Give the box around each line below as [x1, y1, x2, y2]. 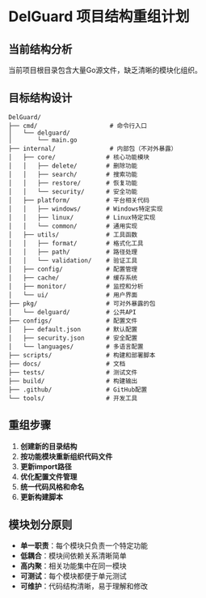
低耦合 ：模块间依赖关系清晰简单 [19, 551, 127, 561]
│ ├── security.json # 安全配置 [8, 334, 138, 342]
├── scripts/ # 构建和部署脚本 [8, 351, 156, 359]
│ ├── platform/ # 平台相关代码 [8, 196, 149, 204]
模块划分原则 [8, 518, 73, 532]
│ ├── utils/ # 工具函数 [8, 230, 138, 239]
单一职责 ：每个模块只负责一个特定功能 [19, 540, 148, 551]
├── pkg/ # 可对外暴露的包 [8, 299, 156, 308]
